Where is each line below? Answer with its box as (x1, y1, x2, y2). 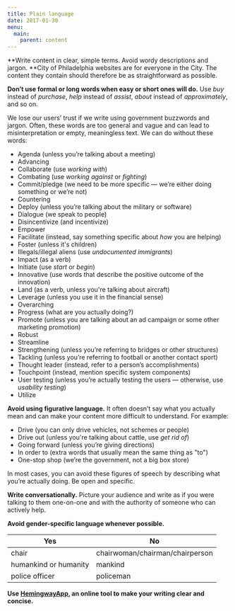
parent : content (20, 37, 68, 44)
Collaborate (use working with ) (17, 165, 108, 173)
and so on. (7, 100, 39, 108)
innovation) (17, 278, 51, 287)
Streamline (17, 338, 49, 347)
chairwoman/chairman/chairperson (96, 548, 213, 558)
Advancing (17, 157, 49, 166)
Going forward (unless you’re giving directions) (17, 440, 155, 450)
